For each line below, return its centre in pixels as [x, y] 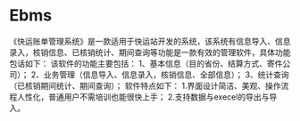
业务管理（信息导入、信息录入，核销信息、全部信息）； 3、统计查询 [167, 74]
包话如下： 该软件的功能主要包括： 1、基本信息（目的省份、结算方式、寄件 [146, 63]
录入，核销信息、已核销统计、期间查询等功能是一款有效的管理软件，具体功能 [150, 52]
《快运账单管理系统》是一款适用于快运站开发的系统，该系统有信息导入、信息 [150, 41]
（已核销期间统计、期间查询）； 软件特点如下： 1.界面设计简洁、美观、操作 [145, 85]
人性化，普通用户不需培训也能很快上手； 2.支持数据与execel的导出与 [143, 97]
